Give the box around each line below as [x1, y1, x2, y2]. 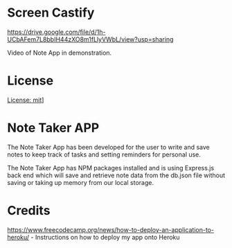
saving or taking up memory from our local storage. [7, 178, 154, 186]
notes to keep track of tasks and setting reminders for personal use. [7, 150, 201, 159]
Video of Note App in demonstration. [7, 48, 112, 57]
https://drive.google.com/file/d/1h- [7, 28, 106, 36]
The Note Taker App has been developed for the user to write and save [7, 143, 210, 151]
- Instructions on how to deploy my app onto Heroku [30, 233, 180, 241]
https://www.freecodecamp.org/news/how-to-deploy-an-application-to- [7, 225, 215, 233]
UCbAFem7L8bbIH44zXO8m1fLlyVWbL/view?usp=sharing [7, 35, 174, 43]
